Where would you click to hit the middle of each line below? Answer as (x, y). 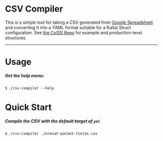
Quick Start (28, 107)
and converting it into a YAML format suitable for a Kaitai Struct (68, 27)
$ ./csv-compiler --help (30, 88)
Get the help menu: (25, 76)
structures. (16, 38)
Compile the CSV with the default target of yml (53, 121)
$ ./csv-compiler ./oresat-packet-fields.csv (51, 134)
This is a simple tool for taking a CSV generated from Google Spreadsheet (79, 22)
